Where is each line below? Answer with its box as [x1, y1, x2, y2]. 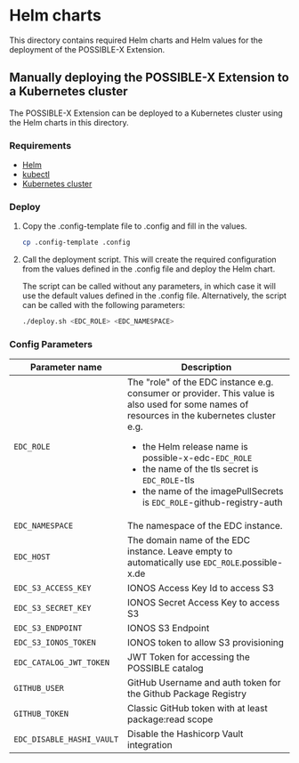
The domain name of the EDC [127, 534, 251, 547]
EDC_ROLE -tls [141, 474, 195, 486]
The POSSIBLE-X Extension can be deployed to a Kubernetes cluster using [9, 108, 283, 118]
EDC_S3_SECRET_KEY [13, 603, 92, 613]
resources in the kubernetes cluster [127, 410, 276, 422]
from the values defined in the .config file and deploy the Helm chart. [21, 264, 276, 274]
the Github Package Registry [127, 687, 247, 700]
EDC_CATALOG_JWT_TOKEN [13, 658, 109, 668]
